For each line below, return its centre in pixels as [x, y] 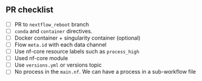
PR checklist [30, 10]
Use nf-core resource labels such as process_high [77, 52]
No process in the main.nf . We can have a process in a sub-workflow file [105, 72]
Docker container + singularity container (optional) [77, 38]
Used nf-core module [41, 58]
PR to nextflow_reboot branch [52, 24]
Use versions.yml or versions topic [58, 65]
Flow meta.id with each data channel [60, 45]
